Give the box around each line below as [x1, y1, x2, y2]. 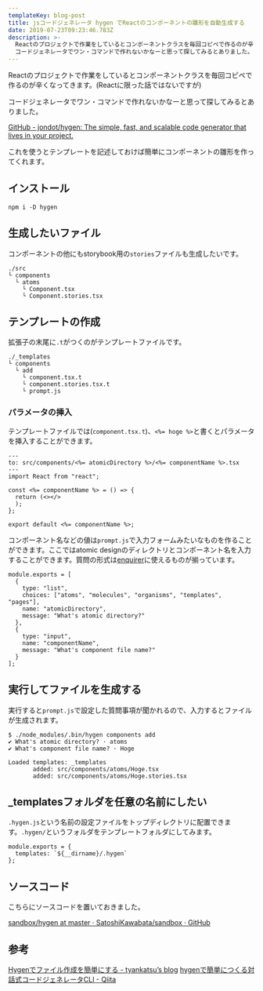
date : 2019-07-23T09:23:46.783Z [8, 26, 113, 34]
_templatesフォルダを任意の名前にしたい [8, 795, 207, 808]
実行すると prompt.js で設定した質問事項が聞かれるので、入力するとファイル [8, 705, 252, 715]
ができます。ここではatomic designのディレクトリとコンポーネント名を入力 [8, 545, 252, 554]
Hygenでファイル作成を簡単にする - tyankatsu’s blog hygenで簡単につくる [8, 964, 248, 974]
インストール [8, 182, 70, 195]
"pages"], [8, 598, 41, 606]
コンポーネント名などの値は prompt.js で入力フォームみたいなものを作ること [8, 535, 253, 545]
